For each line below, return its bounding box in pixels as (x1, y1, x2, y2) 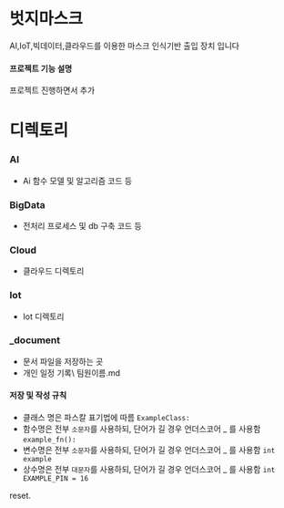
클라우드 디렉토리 (22, 265, 85, 276)
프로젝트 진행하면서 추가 (9, 85, 96, 96)
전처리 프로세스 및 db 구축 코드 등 (22, 220, 143, 231)
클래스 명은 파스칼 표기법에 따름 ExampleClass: (22, 412, 190, 423)
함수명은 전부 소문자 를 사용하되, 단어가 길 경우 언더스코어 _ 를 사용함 (22, 423, 261, 434)
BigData (9, 198, 46, 211)
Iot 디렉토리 (22, 311, 65, 322)
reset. (9, 490, 32, 502)
